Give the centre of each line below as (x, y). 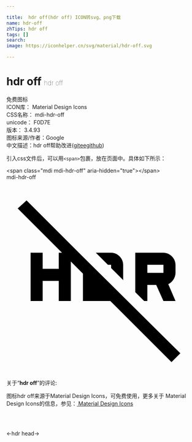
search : (16, 40)
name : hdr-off (25, 23)
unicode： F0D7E (29, 122)
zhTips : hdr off (27, 29)
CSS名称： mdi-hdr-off (36, 115)
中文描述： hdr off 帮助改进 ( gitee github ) (55, 145)
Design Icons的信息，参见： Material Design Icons (70, 403)
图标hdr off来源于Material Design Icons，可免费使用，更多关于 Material (96, 395)
